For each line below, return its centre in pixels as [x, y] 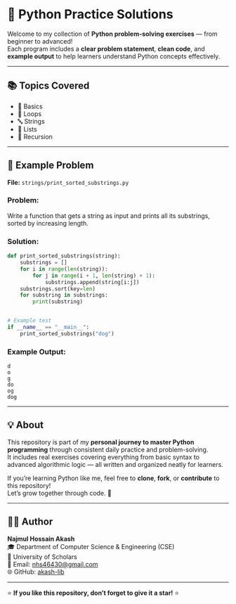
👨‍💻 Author [30, 522]
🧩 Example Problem [51, 166]
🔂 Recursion [35, 136]
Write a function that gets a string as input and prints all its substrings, [109, 216]
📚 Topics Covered [48, 86]
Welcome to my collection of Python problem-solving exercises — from [112, 34]
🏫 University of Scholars [42, 557]
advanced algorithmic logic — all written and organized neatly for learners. [115, 464]
